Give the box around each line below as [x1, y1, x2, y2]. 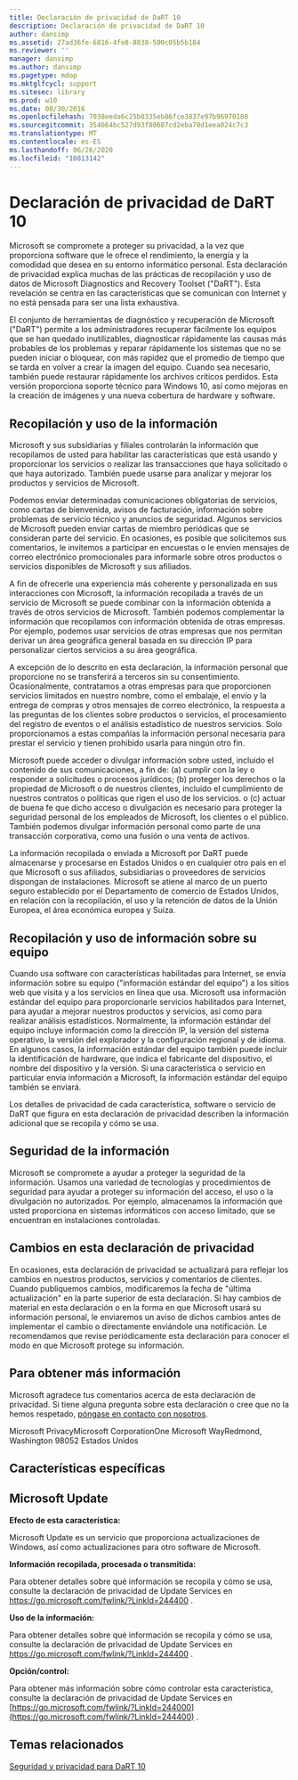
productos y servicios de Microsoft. [9, 478, 140, 488]
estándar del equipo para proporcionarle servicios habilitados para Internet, [9, 997, 286, 1008]
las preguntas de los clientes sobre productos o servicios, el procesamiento [9, 709, 287, 720]
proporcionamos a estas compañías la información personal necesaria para [9, 728, 286, 739]
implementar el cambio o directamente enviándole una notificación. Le [9, 1320, 268, 1332]
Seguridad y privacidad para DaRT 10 [9, 1760, 147, 1771]
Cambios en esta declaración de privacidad [9, 1240, 255, 1256]
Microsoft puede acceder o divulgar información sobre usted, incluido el [9, 755, 274, 766]
